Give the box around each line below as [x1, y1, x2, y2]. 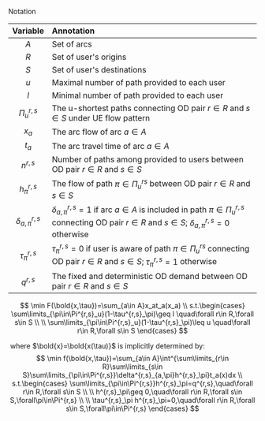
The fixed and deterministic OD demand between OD [51, 270, 248, 281]
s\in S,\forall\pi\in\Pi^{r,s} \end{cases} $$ [65, 404, 200, 413]
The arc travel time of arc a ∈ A [51, 140, 170, 151]
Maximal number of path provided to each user [51, 77, 226, 88]
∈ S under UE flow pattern [51, 113, 151, 123]
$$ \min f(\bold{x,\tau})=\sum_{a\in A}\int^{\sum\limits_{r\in [35, 353, 230, 363]
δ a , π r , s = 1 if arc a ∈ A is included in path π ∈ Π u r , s [51, 203, 244, 217]
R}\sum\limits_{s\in [102, 362, 163, 371]
